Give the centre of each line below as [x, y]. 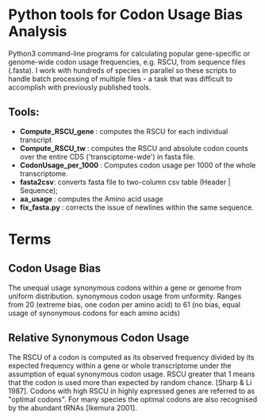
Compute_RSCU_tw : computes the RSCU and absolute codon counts [134, 148]
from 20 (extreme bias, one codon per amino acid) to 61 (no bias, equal [124, 304]
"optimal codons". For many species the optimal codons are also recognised [133, 399]
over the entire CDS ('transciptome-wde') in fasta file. [108, 156]
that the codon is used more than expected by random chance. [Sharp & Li [130, 382]
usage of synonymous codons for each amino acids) [94, 313]
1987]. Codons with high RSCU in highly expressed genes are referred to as [132, 391]
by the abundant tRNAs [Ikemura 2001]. [73, 407]
